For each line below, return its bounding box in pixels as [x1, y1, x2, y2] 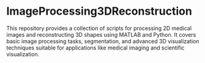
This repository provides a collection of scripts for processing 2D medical [6, 24, 192, 32]
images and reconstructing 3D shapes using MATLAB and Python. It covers [6, 31, 196, 38]
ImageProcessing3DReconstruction [6, 4, 193, 18]
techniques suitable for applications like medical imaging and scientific [6, 44, 185, 51]
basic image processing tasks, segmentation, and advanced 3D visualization [6, 37, 199, 45]
